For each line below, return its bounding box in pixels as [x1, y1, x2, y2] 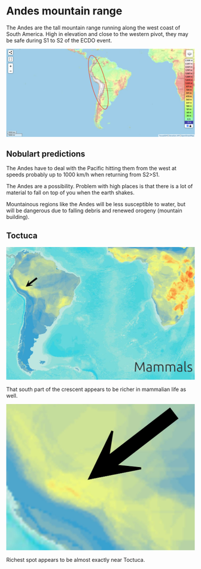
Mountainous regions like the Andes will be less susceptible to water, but [6, 201, 185, 208]
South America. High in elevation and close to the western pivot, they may [6, 30, 188, 37]
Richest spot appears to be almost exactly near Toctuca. [6, 556, 145, 563]
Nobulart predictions [6, 149, 86, 159]
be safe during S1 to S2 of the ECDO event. [6, 37, 112, 44]
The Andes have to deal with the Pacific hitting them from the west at [6, 165, 176, 172]
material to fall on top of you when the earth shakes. [6, 189, 135, 196]
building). [6, 213, 30, 221]
